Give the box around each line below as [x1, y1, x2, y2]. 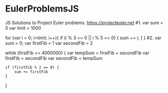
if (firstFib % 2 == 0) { [5, 65, 59, 70]
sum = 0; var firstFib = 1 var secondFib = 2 [5, 40, 93, 46]
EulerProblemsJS [5, 3, 79, 15]
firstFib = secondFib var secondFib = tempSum [5, 55, 103, 61]
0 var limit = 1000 [5, 25, 41, 31]
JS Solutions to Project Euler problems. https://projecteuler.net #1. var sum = [5, 20, 163, 26]
